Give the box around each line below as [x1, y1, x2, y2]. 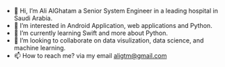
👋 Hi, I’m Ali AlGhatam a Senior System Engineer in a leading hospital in [13, 7, 218, 15]
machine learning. [13, 44, 66, 52]
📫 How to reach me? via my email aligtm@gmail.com [13, 52, 167, 59]
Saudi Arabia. [13, 14, 53, 22]
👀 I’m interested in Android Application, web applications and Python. [13, 22, 212, 29]
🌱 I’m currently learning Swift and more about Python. [13, 29, 169, 37]
